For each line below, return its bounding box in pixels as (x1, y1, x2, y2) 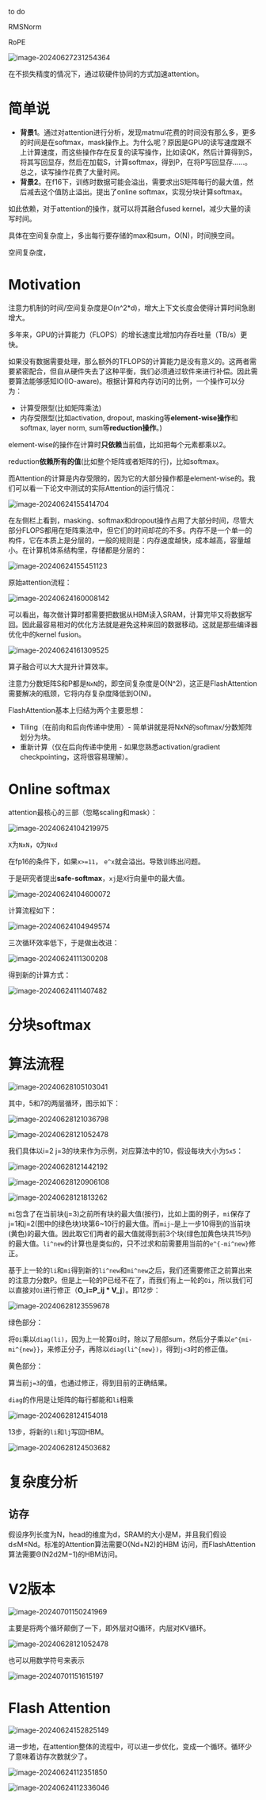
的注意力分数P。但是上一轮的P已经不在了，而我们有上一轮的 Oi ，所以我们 (8, 1275, 247, 1285)
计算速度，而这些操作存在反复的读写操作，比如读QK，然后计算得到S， (26, 147, 256, 157)
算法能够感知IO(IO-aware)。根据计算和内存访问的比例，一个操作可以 (14, 376, 238, 385)
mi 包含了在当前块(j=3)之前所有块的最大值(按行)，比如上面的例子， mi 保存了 (8, 1208, 252, 1218)
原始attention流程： (8, 577, 72, 587)
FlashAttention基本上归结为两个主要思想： (8, 705, 146, 714)
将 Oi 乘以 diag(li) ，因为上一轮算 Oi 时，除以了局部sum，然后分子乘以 (8, 1334, 231, 1343)
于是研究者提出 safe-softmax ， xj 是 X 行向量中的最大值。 (8, 873, 190, 883)
